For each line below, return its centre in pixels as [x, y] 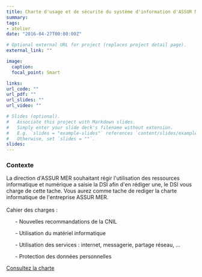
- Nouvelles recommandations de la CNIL [66, 222]
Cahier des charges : [32, 210]
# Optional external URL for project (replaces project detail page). [96, 45]
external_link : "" [29, 51]
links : [14, 83]
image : [14, 61]
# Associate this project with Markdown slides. [71, 122]
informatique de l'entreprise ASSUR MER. [57, 197]
